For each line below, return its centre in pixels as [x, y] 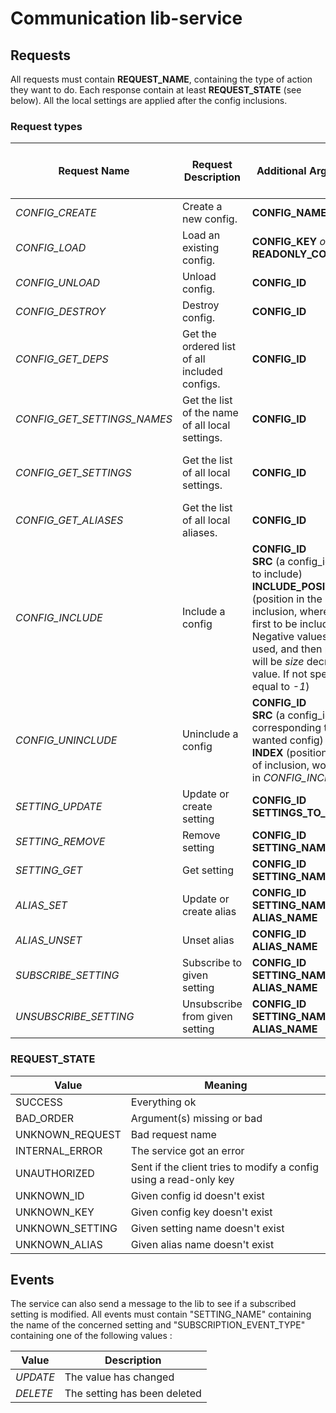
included [202, 372]
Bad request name [173, 1134]
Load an [201, 235]
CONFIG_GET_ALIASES [69, 520]
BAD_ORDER [45, 1118]
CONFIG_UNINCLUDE [66, 740]
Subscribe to [212, 963]
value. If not [279, 674]
